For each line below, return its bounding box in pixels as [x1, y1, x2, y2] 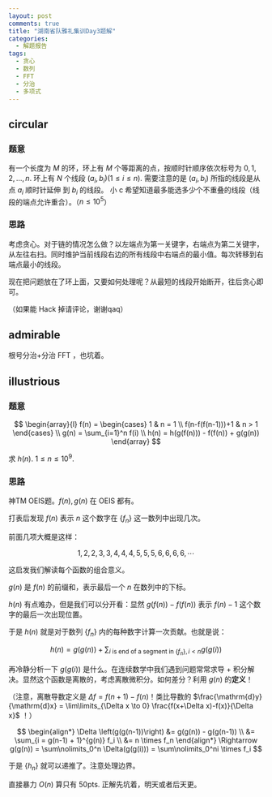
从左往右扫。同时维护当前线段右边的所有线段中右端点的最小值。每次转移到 [8, 249, 257, 259]
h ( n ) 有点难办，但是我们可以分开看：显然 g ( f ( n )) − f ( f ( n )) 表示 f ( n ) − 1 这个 [8, 599, 254, 609]
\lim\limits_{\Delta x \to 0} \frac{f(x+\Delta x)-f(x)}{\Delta [65, 700, 253, 710]
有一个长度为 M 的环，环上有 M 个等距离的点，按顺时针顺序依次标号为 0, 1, [8, 163, 257, 173]
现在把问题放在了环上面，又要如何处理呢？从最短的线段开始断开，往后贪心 [8, 277, 257, 286]
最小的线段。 [22, 259, 66, 269]
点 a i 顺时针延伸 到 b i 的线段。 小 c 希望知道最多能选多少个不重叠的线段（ [8, 184, 253, 196]
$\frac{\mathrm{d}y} [193, 691, 263, 701]
